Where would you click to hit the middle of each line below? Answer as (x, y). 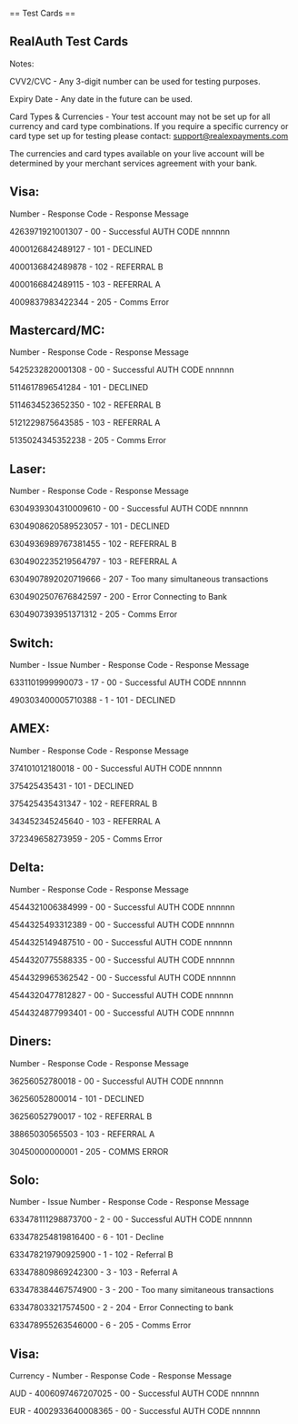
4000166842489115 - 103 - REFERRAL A (85, 284)
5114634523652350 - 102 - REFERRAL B (85, 405)
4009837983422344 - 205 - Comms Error (89, 302)
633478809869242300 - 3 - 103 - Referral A (94, 1272)
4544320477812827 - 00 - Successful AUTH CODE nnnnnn (121, 995)
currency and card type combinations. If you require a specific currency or (149, 126)
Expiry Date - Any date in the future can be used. (101, 98)
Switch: (32, 643)
